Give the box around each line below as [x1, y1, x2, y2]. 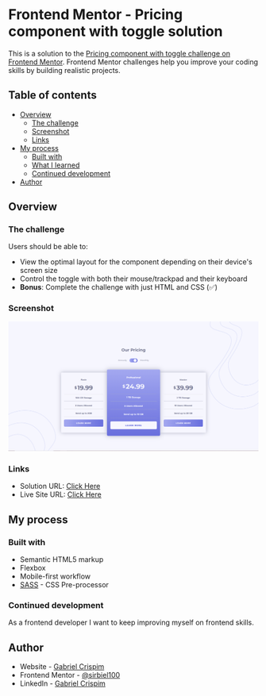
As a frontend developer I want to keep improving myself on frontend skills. [8, 617, 254, 628]
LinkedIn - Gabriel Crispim [19, 679, 106, 688]
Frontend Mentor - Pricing [8, 6, 183, 24]
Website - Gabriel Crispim [19, 662, 105, 671]
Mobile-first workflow [19, 571, 91, 581]
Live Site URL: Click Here [19, 490, 102, 499]
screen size [19, 266, 58, 275]
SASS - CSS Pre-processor [19, 580, 110, 590]
